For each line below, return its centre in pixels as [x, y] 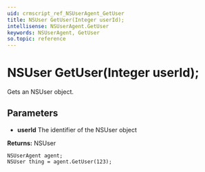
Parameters [33, 113]
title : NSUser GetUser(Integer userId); [66, 20]
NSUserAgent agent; [35, 156]
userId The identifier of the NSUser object [77, 130]
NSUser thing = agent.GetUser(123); [60, 162]
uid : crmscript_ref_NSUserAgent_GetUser [66, 13]
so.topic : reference [37, 39]
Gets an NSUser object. [41, 92]
